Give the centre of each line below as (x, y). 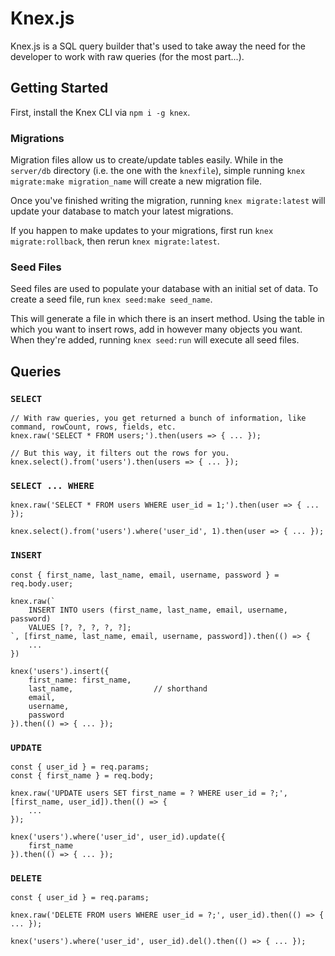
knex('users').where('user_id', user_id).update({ (118, 837)
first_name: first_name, (80, 680)
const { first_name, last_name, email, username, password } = (145, 575)
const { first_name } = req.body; (82, 775)
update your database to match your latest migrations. (122, 211)
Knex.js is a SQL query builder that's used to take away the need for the (158, 46)
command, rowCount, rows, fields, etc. (93, 427)
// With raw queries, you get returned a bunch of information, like (158, 418)
